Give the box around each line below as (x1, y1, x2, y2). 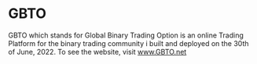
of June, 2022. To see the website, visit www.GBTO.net (8, 47, 187, 56)
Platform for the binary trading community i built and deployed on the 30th (8, 38, 249, 48)
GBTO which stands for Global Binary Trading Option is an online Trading (8, 30, 244, 40)
